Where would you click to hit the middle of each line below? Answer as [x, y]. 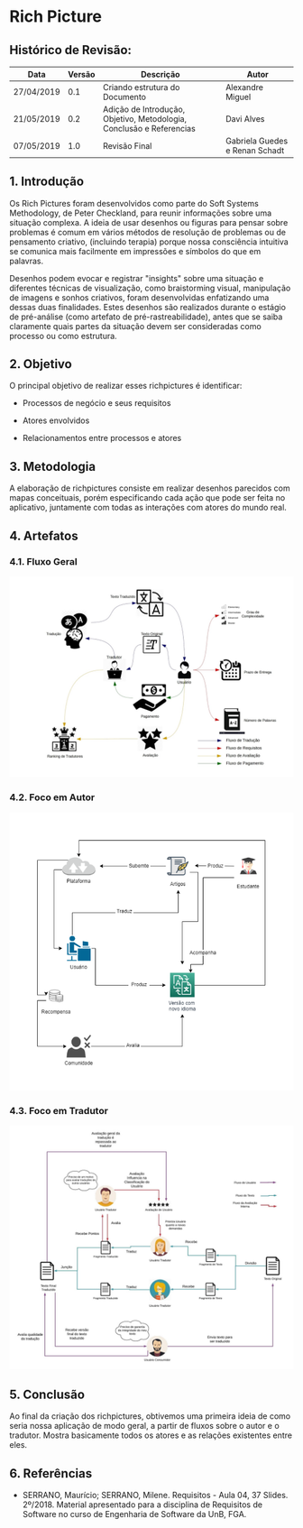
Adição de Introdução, [144, 109]
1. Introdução [46, 182]
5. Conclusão [47, 1395]
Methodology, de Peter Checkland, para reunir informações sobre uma [141, 213]
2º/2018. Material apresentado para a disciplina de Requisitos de [142, 1505]
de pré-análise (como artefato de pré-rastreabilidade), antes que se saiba [146, 317]
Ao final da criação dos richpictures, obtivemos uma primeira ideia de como [150, 1416]
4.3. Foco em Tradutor [59, 1111]
